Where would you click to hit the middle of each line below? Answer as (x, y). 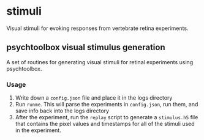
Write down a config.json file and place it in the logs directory (94, 98)
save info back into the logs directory (62, 111)
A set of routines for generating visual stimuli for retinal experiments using (100, 62)
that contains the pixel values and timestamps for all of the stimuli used (105, 124)
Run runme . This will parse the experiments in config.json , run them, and (107, 105)
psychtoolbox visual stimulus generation (86, 47)
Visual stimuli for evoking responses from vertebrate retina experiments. (97, 28)
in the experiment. (38, 130)
